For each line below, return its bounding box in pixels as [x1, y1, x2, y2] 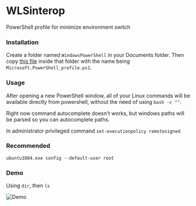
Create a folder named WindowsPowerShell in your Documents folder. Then [6, 52, 184, 59]
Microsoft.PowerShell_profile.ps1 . [6, 64, 92, 71]
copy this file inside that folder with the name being [6, 58, 130, 65]
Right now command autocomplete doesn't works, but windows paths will [6, 110, 185, 117]
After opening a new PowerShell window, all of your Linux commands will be [6, 92, 191, 99]
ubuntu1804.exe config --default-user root [6, 155, 114, 161]
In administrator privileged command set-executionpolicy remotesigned [6, 127, 181, 134]
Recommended [6, 142, 51, 150]
